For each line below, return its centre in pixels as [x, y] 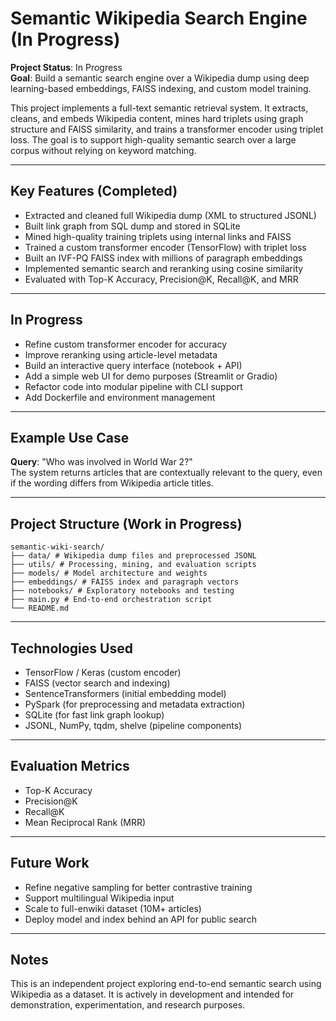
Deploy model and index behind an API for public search [140, 919]
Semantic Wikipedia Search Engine [159, 18]
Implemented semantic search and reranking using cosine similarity [164, 268]
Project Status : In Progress [66, 67]
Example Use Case [70, 437]
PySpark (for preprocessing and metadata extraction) [135, 704]
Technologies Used [71, 648]
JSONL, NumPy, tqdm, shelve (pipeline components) [133, 725]
